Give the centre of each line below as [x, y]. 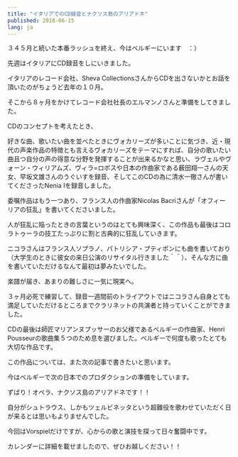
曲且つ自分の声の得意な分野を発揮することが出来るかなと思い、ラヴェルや [116, 159]
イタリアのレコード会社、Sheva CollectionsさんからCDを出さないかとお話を [119, 78]
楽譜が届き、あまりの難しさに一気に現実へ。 [73, 282]
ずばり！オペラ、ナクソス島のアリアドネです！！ [79, 392]
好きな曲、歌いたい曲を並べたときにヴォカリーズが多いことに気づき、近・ [116, 141]
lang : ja [20, 27]
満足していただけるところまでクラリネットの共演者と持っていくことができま [119, 305]
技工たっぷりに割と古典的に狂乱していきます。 [113, 233]
